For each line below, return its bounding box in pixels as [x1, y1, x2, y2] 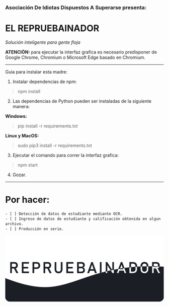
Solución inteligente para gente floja [5, 39, 80, 45]
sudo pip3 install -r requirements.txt [17, 142, 92, 148]
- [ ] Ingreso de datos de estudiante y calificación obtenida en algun [5, 216, 161, 221]
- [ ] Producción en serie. [5, 226, 64, 232]
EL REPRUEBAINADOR [5, 23, 100, 34]
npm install [17, 88, 41, 94]
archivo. [5, 221, 24, 226]
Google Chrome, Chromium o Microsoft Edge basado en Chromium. [5, 54, 146, 60]
